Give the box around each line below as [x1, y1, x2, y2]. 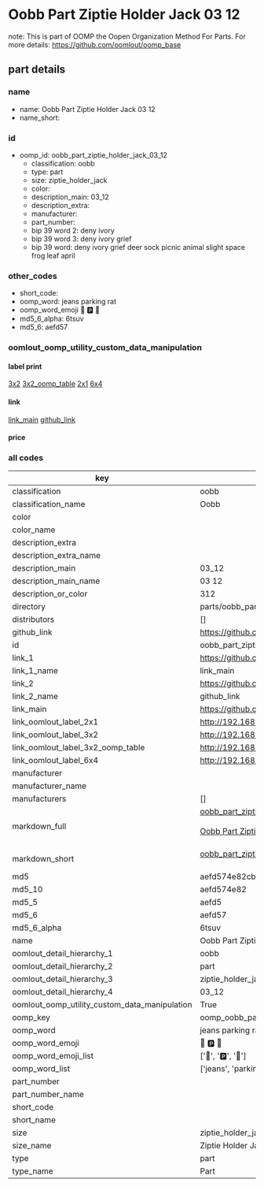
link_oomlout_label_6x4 [12, 755, 99, 766]
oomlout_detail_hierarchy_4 [12, 987, 113, 998]
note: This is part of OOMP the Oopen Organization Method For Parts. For [8, 32, 246, 41]
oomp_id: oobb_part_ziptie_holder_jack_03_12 [19, 150, 167, 159]
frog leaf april [31, 251, 76, 260]
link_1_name [12, 665, 59, 676]
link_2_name [12, 691, 59, 702]
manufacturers [12, 794, 67, 805]
